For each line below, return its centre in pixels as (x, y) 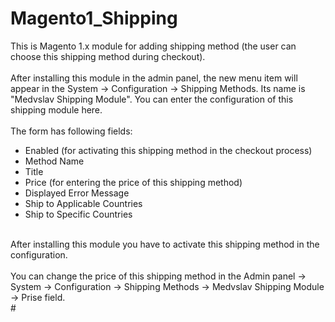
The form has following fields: (71, 131)
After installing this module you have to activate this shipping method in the (165, 244)
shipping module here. (56, 109)
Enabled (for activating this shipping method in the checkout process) (168, 150)
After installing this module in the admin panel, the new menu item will (154, 78)
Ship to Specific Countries (78, 214)
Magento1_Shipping (94, 18)
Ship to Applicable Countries (83, 203)
